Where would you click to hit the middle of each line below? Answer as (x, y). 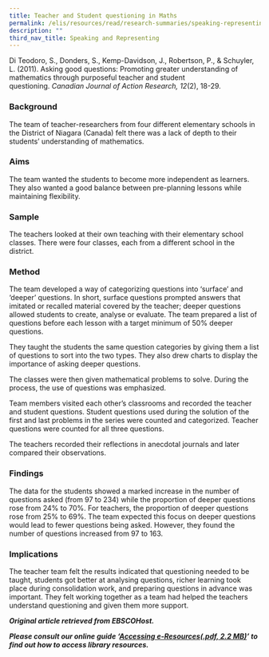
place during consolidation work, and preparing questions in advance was (131, 588)
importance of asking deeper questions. (75, 364)
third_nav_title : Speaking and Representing (84, 38)
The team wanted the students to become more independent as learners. (129, 179)
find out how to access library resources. (79, 645)
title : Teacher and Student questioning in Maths (93, 16)
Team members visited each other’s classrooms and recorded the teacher (131, 403)
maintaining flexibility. (45, 196)
